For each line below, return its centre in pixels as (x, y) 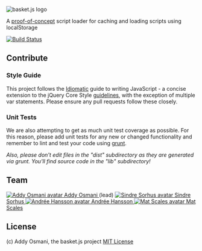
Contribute (27, 58)
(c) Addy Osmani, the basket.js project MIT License (70, 241)
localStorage (22, 28)
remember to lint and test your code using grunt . (66, 143)
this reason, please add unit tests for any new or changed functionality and (99, 137)
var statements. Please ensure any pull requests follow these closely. (92, 101)
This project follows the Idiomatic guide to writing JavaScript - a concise (96, 88)
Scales (14, 207)
